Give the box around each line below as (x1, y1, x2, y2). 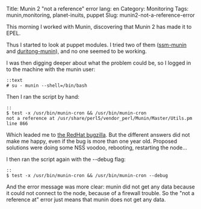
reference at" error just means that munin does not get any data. (6, 196, 166, 203)
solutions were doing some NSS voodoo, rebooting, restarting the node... (6, 144, 188, 151)
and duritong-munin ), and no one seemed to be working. (6, 48, 147, 55)
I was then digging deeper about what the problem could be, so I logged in (6, 60, 191, 66)
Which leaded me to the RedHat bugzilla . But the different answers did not (6, 131, 190, 138)
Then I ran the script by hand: (6, 93, 80, 100)
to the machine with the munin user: (6, 66, 96, 73)
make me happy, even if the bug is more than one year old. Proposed (6, 138, 178, 145)
